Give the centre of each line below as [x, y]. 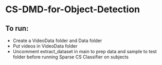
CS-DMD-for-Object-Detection [73, 9]
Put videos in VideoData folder [45, 46]
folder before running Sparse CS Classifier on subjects [70, 57]
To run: [17, 28]
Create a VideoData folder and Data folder [57, 40]
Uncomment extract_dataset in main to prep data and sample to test [85, 51]
